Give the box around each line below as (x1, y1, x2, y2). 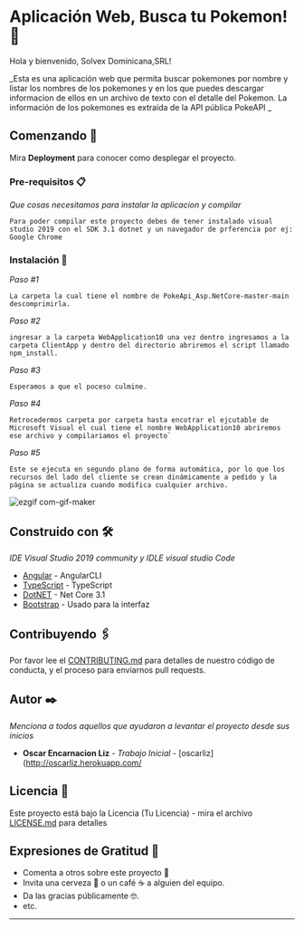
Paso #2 (9, 315, 41, 327)
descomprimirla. (9, 300, 71, 309)
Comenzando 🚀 (9, 129, 98, 144)
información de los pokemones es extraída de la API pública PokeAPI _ (9, 101, 272, 112)
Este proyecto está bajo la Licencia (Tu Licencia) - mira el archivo (9, 808, 253, 819)
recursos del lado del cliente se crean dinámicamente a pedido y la (9, 473, 278, 482)
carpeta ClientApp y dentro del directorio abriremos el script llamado (9, 341, 290, 350)
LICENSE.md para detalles (9, 817, 108, 828)
